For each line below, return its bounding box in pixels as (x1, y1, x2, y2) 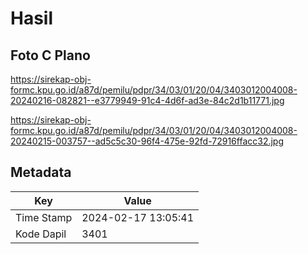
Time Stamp (15, 210, 73, 224)
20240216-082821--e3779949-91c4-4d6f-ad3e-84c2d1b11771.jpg (10, 95, 285, 106)
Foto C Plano (10, 47, 91, 64)
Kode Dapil (15, 227, 67, 241)
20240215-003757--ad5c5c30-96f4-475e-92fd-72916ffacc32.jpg (10, 135, 285, 147)
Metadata (10, 164, 72, 181)
